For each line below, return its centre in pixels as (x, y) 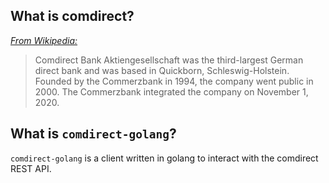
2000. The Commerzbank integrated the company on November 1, (171, 91)
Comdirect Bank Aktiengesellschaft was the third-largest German (169, 60)
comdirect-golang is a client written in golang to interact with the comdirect (164, 158)
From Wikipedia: (44, 40)
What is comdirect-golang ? (93, 134)
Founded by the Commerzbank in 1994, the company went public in (174, 81)
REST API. (31, 168)
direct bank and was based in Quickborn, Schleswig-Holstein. (162, 70)
